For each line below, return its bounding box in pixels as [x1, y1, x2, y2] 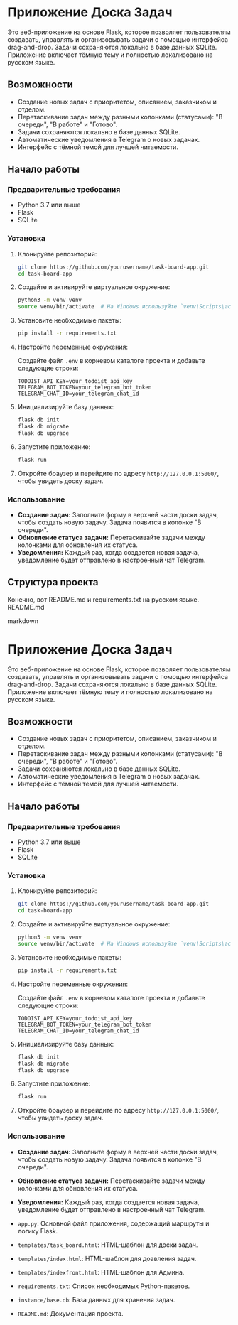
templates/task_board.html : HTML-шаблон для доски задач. [17, 1240, 198, 1249]
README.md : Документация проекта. [17, 1309, 124, 1318]
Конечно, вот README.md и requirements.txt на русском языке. [7, 595, 200, 604]
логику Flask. [17, 1226, 58, 1235]
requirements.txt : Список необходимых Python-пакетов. [17, 1282, 190, 1290]
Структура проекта [7, 576, 99, 588]
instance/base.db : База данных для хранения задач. [17, 1295, 175, 1304]
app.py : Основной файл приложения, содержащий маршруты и [17, 1219, 210, 1228]
